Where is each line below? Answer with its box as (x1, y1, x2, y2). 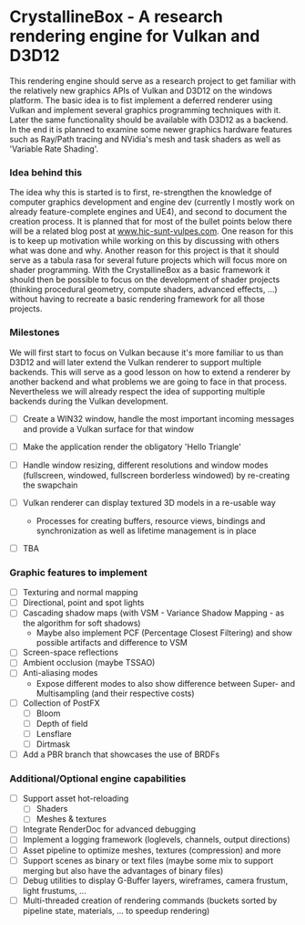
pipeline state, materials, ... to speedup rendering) (22, 905, 210, 916)
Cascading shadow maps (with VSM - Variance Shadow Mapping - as (22, 607, 285, 618)
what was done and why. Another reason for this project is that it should (9, 245, 280, 257)
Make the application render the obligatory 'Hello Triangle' (22, 441, 241, 452)
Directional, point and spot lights (22, 597, 145, 608)
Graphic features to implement (9, 566, 147, 579)
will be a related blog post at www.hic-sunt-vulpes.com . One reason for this (9, 226, 294, 237)
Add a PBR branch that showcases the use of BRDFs (22, 749, 220, 760)
